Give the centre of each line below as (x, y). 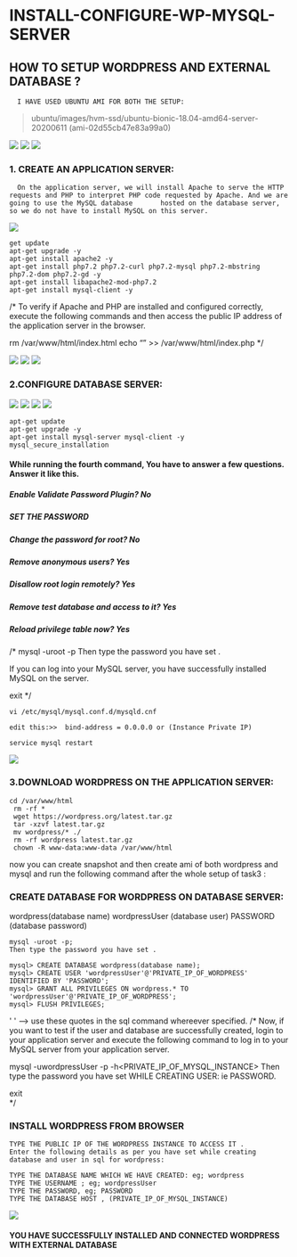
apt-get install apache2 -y (61, 259)
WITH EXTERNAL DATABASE (63, 1245)
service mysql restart (51, 744)
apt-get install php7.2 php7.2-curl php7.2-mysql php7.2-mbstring (135, 267)
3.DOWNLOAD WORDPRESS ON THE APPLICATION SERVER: (141, 783)
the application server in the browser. (78, 325)
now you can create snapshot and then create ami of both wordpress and (144, 864)
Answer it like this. (44, 474)
